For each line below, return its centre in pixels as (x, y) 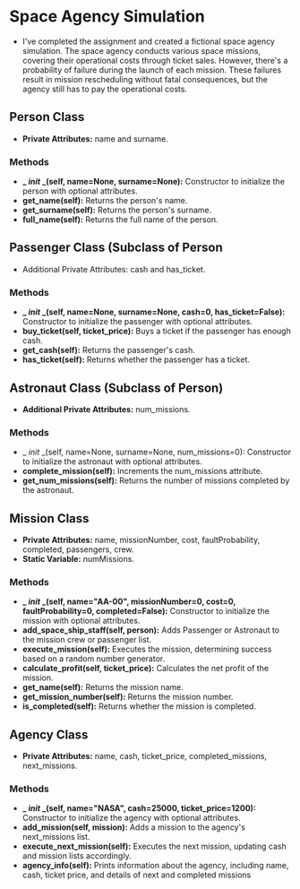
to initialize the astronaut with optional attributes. (112, 462)
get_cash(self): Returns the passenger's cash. (108, 350)
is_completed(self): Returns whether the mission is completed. (139, 706)
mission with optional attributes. (81, 621)
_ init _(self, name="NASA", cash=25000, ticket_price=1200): (139, 808)
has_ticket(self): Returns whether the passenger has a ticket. (136, 359)
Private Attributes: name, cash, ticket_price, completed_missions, (144, 756)
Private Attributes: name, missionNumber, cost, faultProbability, (141, 540)
